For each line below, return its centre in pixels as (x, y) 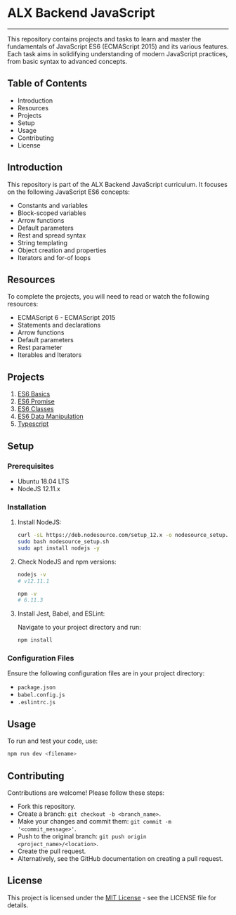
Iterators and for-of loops (54, 257)
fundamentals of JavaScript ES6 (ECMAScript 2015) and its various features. (118, 46)
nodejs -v (32, 574)
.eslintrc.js (37, 703)
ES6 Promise (36, 401)
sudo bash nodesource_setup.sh (63, 542)
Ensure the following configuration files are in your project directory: (106, 673)
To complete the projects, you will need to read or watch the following (108, 297)
